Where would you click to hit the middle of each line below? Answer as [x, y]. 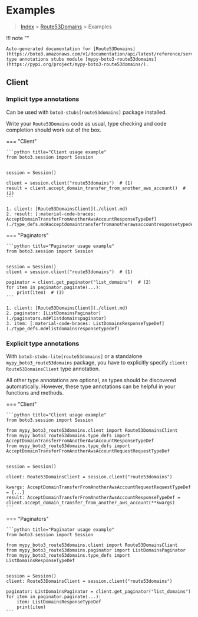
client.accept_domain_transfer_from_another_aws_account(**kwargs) [91, 503]
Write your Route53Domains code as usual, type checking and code [86, 123]
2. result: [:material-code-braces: [51, 214]
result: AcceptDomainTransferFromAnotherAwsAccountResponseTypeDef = [93, 497]
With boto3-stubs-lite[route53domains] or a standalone [74, 356]
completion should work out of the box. [54, 130]
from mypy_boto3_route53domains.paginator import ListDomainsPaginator [96, 550]
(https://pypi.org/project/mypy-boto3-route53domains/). [77, 64]
